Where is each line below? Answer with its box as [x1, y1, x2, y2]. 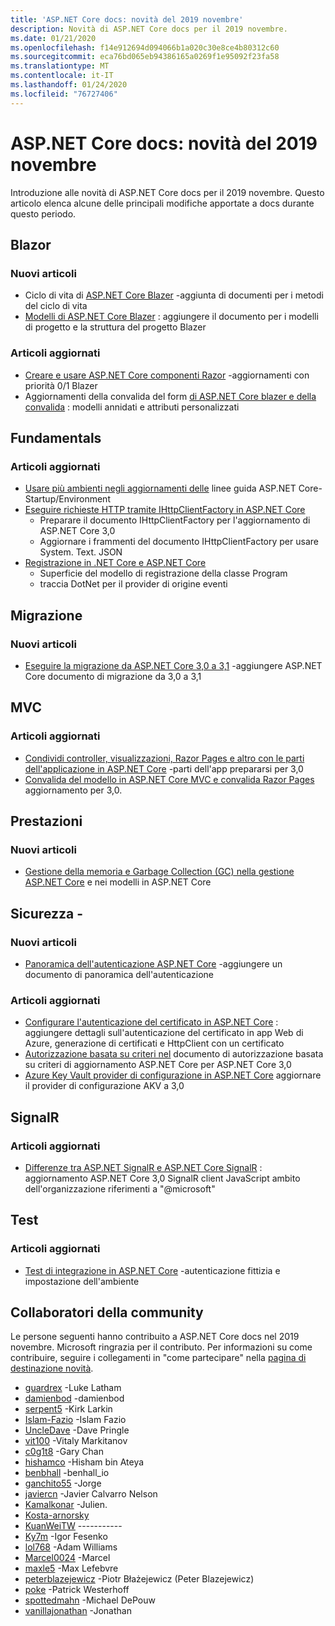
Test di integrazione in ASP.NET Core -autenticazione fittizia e [24, 1264, 281, 1276]
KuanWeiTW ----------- [24, 1520, 123, 1532]
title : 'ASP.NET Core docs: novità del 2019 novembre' [10, 14, 244, 25]
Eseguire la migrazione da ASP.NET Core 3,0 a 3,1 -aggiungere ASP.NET [24, 659, 323, 671]
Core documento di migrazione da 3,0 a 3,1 [24, 670, 202, 682]
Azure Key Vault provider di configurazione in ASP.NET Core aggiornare [24, 1069, 322, 1081]
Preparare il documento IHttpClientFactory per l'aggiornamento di [39, 514, 311, 526]
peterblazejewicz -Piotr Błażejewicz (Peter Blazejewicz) [24, 1573, 255, 1585]
